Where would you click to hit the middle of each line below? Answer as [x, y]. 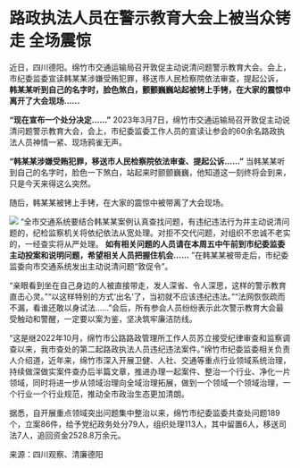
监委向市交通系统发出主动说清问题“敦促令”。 [91, 266]
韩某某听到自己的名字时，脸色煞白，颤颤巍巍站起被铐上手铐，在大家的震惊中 [150, 89]
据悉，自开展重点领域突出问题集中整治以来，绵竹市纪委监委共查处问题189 [145, 413]
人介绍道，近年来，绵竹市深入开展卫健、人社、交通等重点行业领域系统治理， [150, 360]
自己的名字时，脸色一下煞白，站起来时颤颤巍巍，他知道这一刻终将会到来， [154, 172]
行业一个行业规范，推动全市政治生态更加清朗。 [103, 394]
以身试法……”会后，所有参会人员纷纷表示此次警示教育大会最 [174, 307]
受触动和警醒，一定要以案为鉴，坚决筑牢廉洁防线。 [103, 319]
